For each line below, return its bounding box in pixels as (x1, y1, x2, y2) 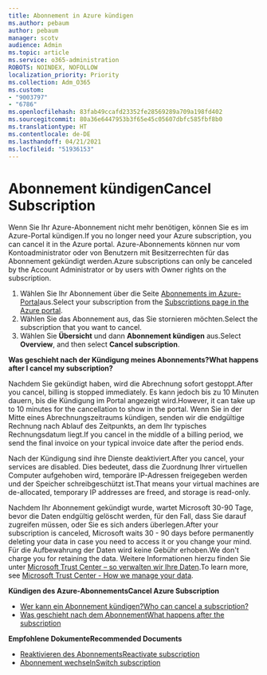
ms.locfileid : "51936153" (8, 145, 94, 153)
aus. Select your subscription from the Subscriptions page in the (39, 297, 249, 307)
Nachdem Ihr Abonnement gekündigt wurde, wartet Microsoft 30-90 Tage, (8, 503, 253, 512)
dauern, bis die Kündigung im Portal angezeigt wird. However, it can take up (8, 396, 256, 406)
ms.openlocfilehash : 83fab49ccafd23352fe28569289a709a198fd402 (8, 108, 223, 116)
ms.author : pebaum (8, 19, 69, 27)
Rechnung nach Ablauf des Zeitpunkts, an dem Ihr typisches (8, 422, 207, 431)
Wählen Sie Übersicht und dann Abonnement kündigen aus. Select (19, 332, 241, 341)
